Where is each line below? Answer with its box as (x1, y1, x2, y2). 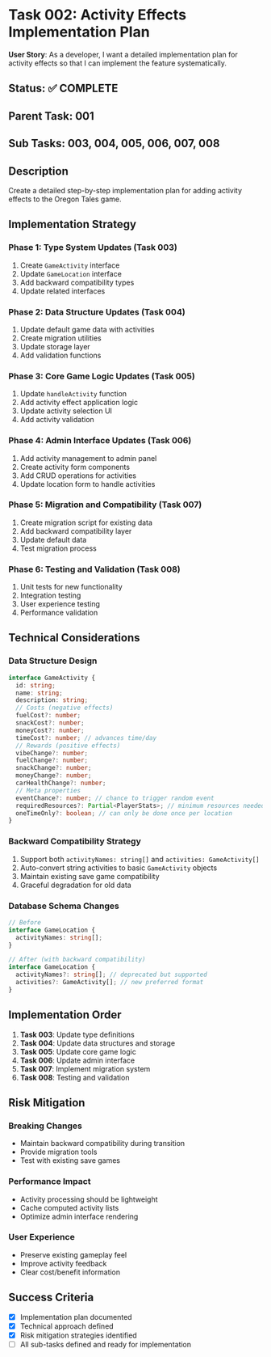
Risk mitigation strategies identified (19, 1330, 137, 1340)
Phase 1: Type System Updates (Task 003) (8, 242, 177, 253)
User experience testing (19, 599, 101, 609)
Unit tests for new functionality (19, 582, 123, 592)
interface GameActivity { (8, 674, 95, 682)
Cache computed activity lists (19, 1203, 119, 1212)
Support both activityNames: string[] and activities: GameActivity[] (19, 854, 260, 864)
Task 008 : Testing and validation (19, 1072, 130, 1082)
